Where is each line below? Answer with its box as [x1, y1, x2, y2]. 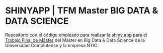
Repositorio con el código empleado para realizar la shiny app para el [5, 32, 148, 38]
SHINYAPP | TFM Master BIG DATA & [5, 5, 159, 16]
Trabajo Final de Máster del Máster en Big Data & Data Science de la [5, 37, 145, 43]
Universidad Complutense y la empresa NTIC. [5, 42, 99, 48]
